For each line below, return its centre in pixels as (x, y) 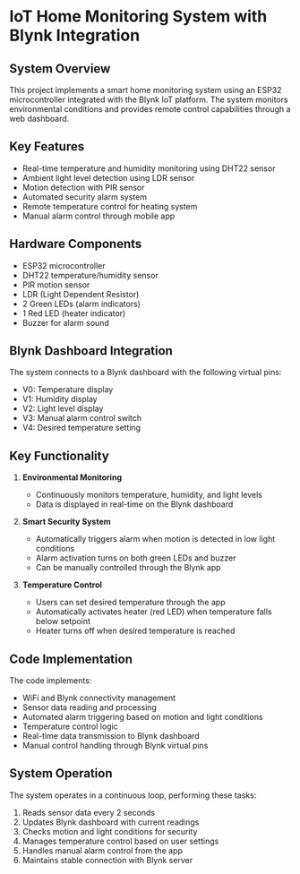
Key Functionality (59, 455)
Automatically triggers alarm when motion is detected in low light (155, 539)
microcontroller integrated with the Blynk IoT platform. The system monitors (149, 99)
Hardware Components (76, 244)
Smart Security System (67, 522)
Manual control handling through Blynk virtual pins (115, 746)
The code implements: (51, 681)
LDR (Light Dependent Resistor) (81, 294)
